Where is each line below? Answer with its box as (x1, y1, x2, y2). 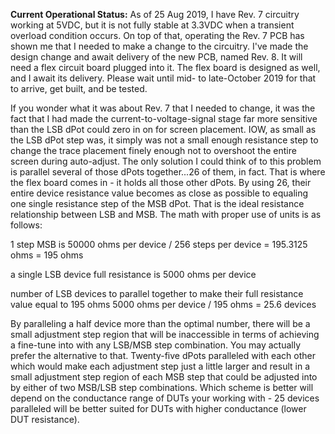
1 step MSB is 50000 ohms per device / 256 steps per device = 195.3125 (10, 239, 308, 250)
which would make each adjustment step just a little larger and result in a (10, 360, 311, 372)
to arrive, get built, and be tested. (10, 83, 148, 94)
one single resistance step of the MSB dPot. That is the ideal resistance (10, 198, 305, 209)
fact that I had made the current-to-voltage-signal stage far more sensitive (10, 113, 318, 124)
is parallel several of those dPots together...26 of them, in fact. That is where (10, 166, 326, 178)
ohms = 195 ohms (10, 249, 84, 261)
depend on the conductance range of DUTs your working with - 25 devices (10, 392, 320, 404)
